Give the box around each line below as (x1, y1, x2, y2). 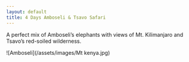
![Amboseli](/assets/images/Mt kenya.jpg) (6, 49, 110, 56)
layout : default (6, 8, 47, 15)
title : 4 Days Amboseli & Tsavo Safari (6, 14, 106, 20)
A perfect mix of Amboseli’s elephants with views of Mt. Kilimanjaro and (6, 31, 184, 38)
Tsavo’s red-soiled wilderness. (6, 37, 82, 45)
